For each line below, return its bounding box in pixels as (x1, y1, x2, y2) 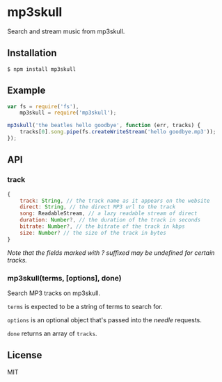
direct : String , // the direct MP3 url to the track (19, 204, 176, 210)
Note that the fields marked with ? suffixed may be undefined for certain (7, 248, 215, 257)
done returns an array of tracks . (7, 329, 97, 338)
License (7, 349, 42, 361)
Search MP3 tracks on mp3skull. (7, 289, 101, 297)
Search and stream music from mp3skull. (7, 27, 125, 35)
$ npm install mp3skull (7, 65, 77, 73)
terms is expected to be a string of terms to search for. (7, 302, 163, 310)
